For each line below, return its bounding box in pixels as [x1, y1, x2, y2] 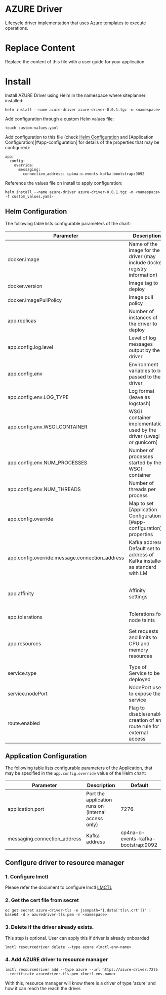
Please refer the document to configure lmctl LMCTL [5, 884, 113, 890]
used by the [128, 426, 157, 433]
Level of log [128, 334, 157, 341]
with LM [128, 570, 148, 577]
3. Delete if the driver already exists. [5, 924, 94, 931]
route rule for [128, 723, 160, 730]
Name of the [128, 241, 158, 248]
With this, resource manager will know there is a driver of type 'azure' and [5, 980, 156, 986]
